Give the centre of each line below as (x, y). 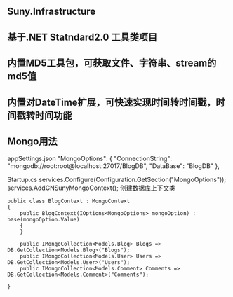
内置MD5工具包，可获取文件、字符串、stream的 (112, 63)
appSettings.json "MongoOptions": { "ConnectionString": (90, 159)
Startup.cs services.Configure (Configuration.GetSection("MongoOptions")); (117, 180)
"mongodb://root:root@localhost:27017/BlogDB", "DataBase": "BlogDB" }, (113, 166)
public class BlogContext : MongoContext (69, 201)
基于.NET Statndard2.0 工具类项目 (82, 37)
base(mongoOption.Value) (44, 220)
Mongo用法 (32, 141)
